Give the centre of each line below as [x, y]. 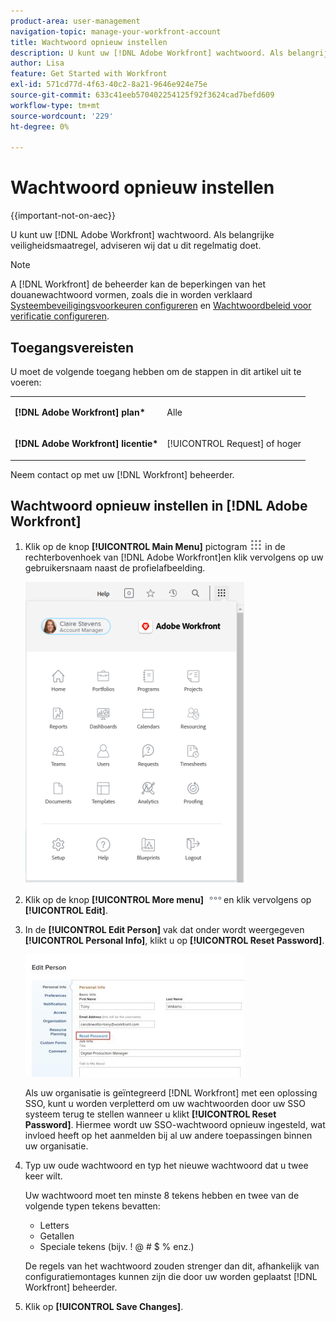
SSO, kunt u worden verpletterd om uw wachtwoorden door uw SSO [165, 1104]
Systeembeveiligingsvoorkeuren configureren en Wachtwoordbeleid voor [161, 306]
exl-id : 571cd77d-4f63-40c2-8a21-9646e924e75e [109, 85]
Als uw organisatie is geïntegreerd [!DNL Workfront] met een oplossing [171, 1093]
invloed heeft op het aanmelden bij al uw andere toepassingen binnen [168, 1136]
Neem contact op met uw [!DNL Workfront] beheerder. [122, 474]
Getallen [57, 1236]
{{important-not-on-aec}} [63, 216]
